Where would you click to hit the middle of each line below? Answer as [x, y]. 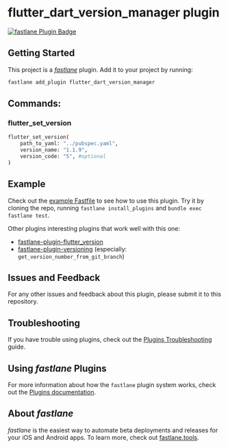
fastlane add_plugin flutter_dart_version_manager [81, 82]
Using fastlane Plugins [57, 368]
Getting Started [41, 53]
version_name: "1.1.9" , [54, 150]
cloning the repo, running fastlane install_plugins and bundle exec [105, 208]
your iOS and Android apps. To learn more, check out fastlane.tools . [103, 437]
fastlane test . [29, 215]
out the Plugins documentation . [52, 392]
